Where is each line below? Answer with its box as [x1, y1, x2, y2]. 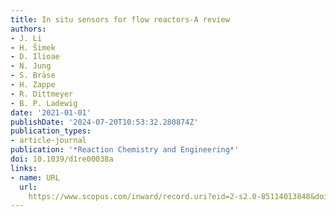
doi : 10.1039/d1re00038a [10, 154, 114, 164]
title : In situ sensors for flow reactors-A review [10, 14, 230, 25]
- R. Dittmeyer [10, 89, 74, 99]
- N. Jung [10, 61, 52, 71]
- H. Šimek [10, 42, 56, 53]
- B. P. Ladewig [10, 98, 78, 108]
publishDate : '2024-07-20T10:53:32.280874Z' [10, 117, 199, 127]
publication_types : [10, 126, 92, 136]
